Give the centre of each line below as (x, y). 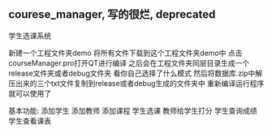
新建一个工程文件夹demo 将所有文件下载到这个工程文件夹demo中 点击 (125, 53)
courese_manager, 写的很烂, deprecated (112, 15)
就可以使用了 (30, 93)
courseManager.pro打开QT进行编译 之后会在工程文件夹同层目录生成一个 (129, 62)
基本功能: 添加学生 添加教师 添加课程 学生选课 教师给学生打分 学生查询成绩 (133, 110)
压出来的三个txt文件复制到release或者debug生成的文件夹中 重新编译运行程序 (136, 83)
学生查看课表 (30, 121)
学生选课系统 (30, 36)
